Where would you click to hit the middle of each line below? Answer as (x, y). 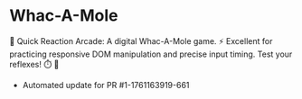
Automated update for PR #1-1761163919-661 (106, 85)
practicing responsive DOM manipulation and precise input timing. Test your (151, 54)
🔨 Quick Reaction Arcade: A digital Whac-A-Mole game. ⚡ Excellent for (141, 40)
